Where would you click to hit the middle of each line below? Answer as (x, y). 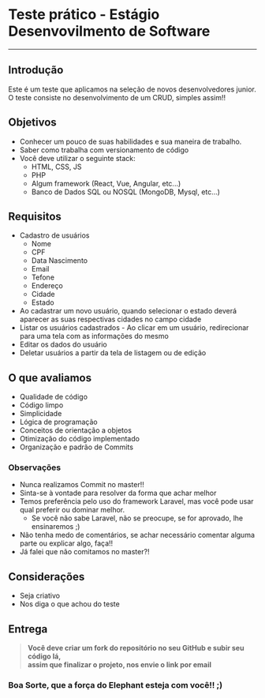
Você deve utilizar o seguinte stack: (77, 158)
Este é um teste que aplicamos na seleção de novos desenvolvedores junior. (132, 89)
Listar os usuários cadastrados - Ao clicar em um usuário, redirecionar (134, 328)
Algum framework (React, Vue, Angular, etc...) (106, 183)
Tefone (43, 277)
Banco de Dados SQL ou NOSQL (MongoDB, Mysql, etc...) (126, 192)
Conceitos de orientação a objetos (76, 430)
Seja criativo (40, 596)
